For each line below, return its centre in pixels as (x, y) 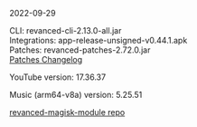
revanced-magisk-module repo (67, 112)
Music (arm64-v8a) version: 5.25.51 (76, 95)
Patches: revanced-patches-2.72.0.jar (80, 50)
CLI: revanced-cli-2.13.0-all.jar (66, 30)
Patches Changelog (46, 59)
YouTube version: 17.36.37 (58, 77)
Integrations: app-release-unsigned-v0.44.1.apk (98, 40)
